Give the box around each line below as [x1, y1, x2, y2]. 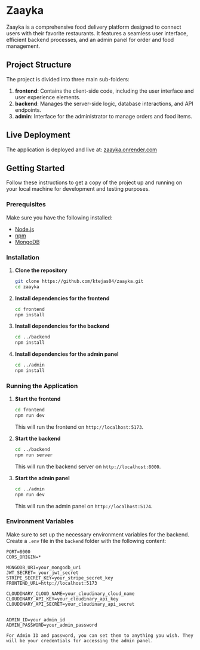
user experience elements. [14, 93, 81, 100]
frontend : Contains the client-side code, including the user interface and [14, 87, 194, 94]
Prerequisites [6, 200, 46, 209]
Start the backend [14, 435, 61, 443]
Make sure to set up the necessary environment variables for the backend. [6, 530, 190, 538]
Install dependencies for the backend [14, 322, 110, 329]
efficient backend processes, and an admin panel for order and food [6, 36, 174, 43]
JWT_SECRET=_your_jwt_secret [6, 569, 79, 576]
